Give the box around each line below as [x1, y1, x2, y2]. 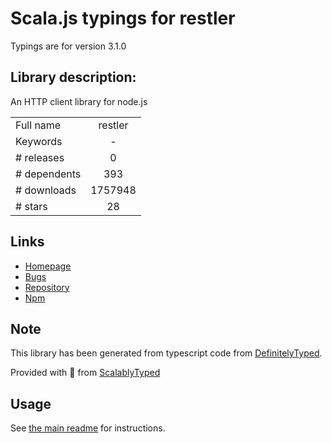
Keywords [15, 134, 63, 148]
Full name [15, 118, 62, 132]
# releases [15, 150, 65, 164]
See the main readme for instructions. [10, 422, 166, 434]
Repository [24, 281, 70, 293]
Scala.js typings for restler [10, 7, 236, 30]
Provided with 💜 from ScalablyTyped [10, 367, 161, 379]
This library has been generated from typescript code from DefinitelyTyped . [10, 347, 323, 359]
